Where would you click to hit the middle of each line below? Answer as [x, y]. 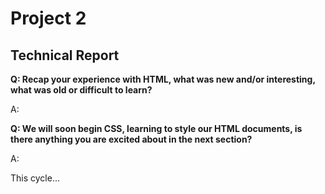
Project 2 [48, 18]
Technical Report [65, 55]
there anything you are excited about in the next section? [131, 139]
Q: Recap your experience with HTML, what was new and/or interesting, [163, 79]
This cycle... [35, 178]
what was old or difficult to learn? [81, 90]
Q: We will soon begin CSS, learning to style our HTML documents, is [156, 128]
